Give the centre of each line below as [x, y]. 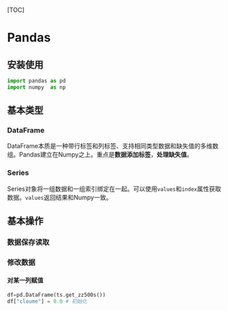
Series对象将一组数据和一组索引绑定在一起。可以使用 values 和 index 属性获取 [114, 189]
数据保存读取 [28, 242]
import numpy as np [37, 87]
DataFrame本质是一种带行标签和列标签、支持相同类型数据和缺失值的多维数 [113, 146]
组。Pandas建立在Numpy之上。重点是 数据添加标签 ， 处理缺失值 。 [100, 154]
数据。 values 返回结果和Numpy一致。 [60, 197]
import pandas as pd [37, 81]
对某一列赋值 [25, 280]
